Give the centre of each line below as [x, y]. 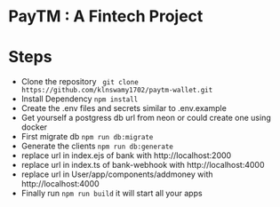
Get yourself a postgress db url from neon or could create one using [146, 118]
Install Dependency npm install [80, 99]
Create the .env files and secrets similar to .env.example [124, 108]
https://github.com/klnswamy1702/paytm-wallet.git [117, 91]
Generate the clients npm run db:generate [97, 146]
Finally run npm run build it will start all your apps [112, 194]
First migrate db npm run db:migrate [87, 137]
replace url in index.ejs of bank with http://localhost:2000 [126, 155]
